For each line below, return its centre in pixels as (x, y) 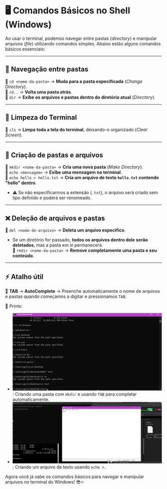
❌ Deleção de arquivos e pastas (55, 218)
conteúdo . (23, 256)
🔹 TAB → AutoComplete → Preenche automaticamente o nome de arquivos (83, 291)
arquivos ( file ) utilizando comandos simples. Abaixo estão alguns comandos (83, 43)
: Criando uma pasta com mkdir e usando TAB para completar (75, 394)
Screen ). (14, 135)
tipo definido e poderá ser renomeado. (52, 198)
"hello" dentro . (21, 183)
